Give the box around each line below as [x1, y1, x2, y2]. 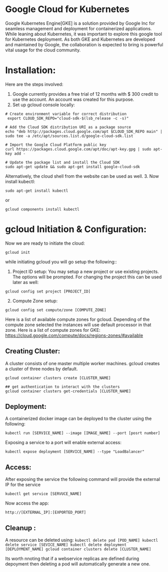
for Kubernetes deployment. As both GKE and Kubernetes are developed [5, 36, 155, 42]
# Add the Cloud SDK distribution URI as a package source [5, 124, 131, 129]
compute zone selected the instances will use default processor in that [5, 321, 151, 328]
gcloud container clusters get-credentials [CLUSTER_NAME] [5, 389, 131, 394]
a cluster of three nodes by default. [5, 366, 78, 372]
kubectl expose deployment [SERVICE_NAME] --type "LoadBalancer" [5, 449, 144, 454]
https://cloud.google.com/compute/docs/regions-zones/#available [5, 332, 143, 338]
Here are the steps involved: [5, 81, 64, 87]
